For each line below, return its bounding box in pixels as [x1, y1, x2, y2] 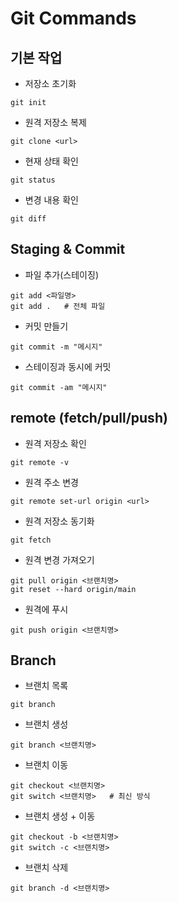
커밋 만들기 [24, 320, 69, 332]
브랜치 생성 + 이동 [24, 810, 96, 822]
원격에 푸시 [24, 603, 69, 615]
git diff [10, 214, 47, 224]
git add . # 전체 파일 [10, 301, 106, 311]
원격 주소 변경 [24, 476, 79, 488]
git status [10, 175, 56, 185]
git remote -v [10, 457, 70, 467]
